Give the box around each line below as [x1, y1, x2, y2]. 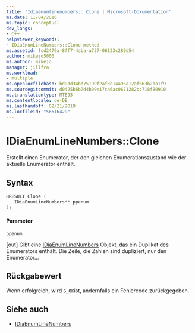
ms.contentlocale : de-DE [6, 97, 68, 103]
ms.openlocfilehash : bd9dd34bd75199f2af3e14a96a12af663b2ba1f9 [6, 81, 166, 87]
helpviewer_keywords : [6, 36, 60, 42]
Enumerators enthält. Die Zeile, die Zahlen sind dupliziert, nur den [6, 247, 167, 254]
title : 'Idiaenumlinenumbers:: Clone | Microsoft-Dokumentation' [6, 8, 171, 15]
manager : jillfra [6, 64, 49, 70]
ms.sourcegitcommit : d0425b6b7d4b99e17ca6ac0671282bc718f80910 [6, 87, 166, 92]
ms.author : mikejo [6, 58, 52, 64]
